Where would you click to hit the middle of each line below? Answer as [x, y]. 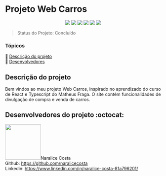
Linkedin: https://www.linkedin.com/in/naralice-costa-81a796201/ [72, 168]
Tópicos [15, 45]
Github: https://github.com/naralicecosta [46, 163]
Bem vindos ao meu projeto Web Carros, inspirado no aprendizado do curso [83, 89]
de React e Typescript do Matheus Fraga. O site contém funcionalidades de [83, 94]
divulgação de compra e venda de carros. [48, 100]
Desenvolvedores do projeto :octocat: [65, 115]
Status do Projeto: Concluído [46, 33]
